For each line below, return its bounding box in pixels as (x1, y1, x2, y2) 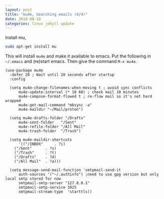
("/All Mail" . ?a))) (14, 159, 61, 164)
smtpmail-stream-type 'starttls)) (18, 189, 92, 195)
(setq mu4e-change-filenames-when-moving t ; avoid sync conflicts (9, 85, 153, 91)
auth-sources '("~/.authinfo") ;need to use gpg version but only (18, 172, 159, 177)
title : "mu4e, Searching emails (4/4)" (5, 12, 88, 17)
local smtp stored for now (5, 176, 61, 181)
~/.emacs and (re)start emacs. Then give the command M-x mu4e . (5, 58, 137, 64)
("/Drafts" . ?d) (14, 154, 57, 160)
